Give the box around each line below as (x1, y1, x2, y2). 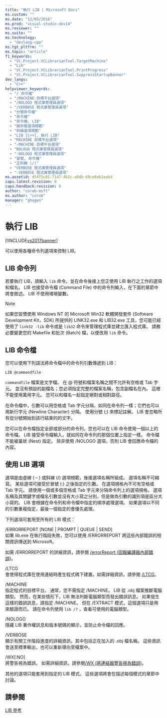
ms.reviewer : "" (5, 26, 39, 31)
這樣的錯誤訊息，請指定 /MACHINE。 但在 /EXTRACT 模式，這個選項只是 (5, 600, 154, 606)
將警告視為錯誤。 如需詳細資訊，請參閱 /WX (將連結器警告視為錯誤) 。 (5, 660, 147, 666)
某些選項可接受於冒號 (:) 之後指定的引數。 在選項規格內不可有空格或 (14, 481, 155, 487)
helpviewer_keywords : (5, 86, 50, 91)
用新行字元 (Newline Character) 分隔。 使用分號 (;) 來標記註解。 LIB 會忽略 (5, 409, 158, 415)
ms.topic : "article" (5, 49, 48, 54)
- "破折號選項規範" (9, 123, 45, 128)
